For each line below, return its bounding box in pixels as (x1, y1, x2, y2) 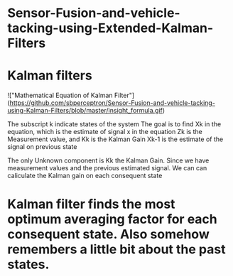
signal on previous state (7, 143, 77, 151)
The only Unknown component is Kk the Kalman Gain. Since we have (7, 156, 210, 165)
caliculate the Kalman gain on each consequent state (7, 172, 163, 180)
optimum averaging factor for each (7, 211, 218, 228)
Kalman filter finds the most (7, 197, 175, 212)
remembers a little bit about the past (7, 241, 226, 258)
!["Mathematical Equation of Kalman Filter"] (7, 91, 135, 100)
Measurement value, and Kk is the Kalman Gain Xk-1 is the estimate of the (7, 135, 224, 143)
